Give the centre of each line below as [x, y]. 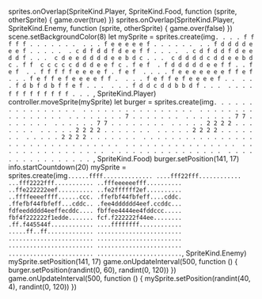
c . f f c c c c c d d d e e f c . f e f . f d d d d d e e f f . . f [131, 65]
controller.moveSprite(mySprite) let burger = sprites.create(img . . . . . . [131, 102]
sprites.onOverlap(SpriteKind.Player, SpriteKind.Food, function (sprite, [123, 11]
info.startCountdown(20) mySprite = [67, 167]
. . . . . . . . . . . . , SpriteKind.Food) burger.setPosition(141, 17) [124, 159]
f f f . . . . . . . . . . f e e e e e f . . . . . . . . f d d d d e [131, 44]
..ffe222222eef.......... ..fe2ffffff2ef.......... [95, 190]
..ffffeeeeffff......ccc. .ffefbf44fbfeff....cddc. [95, 197]
